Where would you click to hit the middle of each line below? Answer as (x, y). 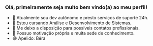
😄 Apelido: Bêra (29, 38)
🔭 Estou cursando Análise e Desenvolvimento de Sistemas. (72, 23)
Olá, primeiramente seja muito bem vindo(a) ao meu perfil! (76, 7)
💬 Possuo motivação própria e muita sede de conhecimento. (73, 33)
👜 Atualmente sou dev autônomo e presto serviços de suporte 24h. (80, 18)
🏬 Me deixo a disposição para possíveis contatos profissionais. (76, 28)
